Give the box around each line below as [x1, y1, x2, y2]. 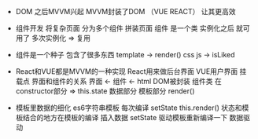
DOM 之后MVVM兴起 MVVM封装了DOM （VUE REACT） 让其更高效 [15, 7, 236, 16]
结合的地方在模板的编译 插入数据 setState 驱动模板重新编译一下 [22, 113, 228, 122]
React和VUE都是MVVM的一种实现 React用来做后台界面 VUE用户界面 [15, 67, 238, 76]
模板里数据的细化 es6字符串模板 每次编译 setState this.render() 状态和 [15, 103, 242, 112]
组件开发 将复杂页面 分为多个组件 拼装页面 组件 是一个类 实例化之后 [15, 24, 234, 33]
